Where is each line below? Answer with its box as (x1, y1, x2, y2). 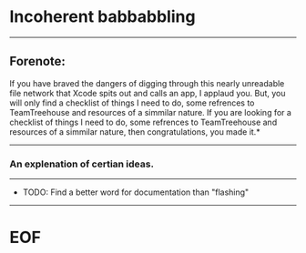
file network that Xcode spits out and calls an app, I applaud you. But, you (9, 87, 286, 98)
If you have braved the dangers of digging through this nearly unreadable (9, 77, 285, 88)
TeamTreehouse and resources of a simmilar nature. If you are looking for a (9, 106, 291, 117)
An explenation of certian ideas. (9, 157, 155, 170)
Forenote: (9, 54, 66, 69)
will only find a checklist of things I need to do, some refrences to (9, 97, 255, 108)
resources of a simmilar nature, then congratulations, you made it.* (9, 126, 261, 137)
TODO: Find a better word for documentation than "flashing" (22, 187, 250, 197)
